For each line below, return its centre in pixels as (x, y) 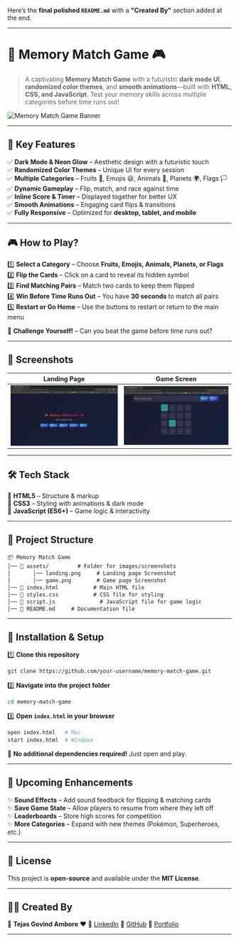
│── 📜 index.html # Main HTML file (76, 587)
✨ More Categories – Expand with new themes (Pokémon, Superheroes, (114, 824)
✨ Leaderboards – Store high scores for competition (84, 816)
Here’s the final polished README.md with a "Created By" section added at (115, 10)
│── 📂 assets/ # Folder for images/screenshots (92, 566)
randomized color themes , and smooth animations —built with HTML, (128, 86)
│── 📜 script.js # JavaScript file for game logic (105, 602)
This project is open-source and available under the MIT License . (104, 878)
